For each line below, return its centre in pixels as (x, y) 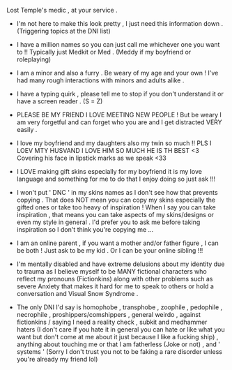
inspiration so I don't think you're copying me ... (85, 229)
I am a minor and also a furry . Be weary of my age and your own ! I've (117, 73)
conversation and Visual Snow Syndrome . (77, 294)
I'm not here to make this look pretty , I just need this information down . (120, 23)
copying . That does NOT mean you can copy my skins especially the (116, 200)
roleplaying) (34, 59)
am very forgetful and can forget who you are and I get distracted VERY (119, 122)
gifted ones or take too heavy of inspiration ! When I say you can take (116, 207)
